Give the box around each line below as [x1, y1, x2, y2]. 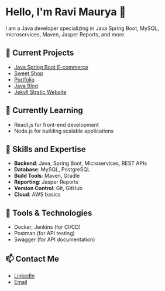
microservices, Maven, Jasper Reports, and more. [5, 31, 126, 38]
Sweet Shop [13, 70, 44, 77]
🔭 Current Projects [5, 48, 74, 58]
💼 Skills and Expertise [5, 144, 86, 154]
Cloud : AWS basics [13, 191, 61, 198]
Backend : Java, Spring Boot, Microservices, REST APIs [13, 160, 147, 167]
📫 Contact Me [5, 253, 60, 263]
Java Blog [13, 82, 39, 89]
